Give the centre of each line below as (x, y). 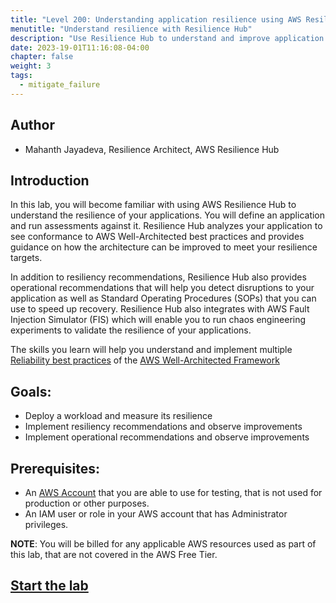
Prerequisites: (55, 468)
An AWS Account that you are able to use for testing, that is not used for (173, 492)
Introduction (50, 180)
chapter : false (42, 57)
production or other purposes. (87, 503)
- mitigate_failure (60, 85)
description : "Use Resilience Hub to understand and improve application (167, 38)
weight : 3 (31, 66)
